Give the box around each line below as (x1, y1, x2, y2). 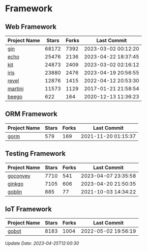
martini (7, 85, 24, 92)
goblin (7, 188, 22, 195)
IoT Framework (5, 205, 52, 214)
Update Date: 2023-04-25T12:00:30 (5, 240, 79, 246)
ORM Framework (5, 110, 58, 118)
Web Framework (5, 23, 57, 31)
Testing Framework (5, 149, 66, 158)
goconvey (7, 172, 31, 179)
